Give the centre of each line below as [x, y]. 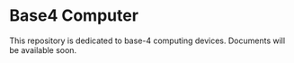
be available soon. [43, 49]
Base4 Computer [74, 16]
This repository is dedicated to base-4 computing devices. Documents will [147, 40]
